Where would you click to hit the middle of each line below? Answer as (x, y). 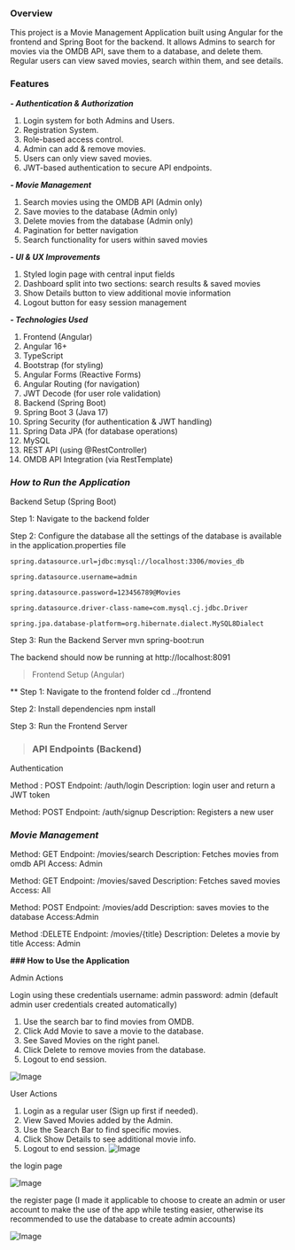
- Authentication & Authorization (72, 103)
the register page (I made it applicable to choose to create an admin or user (148, 1200)
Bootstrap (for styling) (63, 365)
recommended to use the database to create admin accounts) (123, 1219)
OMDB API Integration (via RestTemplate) (98, 459)
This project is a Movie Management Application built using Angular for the (147, 33)
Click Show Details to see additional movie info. (109, 1139)
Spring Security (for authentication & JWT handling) (117, 421)
